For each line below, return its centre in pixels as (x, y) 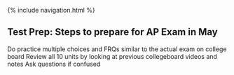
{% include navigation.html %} (51, 10)
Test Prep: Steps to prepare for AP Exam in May (113, 32)
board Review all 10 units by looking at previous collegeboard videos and (112, 56)
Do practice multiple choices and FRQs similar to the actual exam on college (117, 49)
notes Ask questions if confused (54, 64)
